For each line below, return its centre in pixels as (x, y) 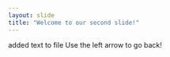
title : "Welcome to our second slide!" (74, 23)
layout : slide (32, 15)
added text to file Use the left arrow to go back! (85, 45)
